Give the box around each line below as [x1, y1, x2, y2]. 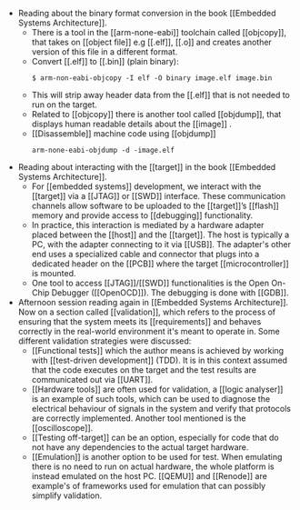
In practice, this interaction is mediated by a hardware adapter [31, 220, 265, 230]
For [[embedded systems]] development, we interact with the [31, 181, 262, 192]
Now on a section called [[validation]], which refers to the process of [17, 306, 276, 317]
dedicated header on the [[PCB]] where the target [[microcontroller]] [31, 258, 289, 269]
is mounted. [31, 268, 76, 278]
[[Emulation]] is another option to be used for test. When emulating [31, 452, 283, 462]
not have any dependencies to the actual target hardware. [31, 442, 249, 453]
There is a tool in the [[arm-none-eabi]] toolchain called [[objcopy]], [31, 27, 286, 37]
